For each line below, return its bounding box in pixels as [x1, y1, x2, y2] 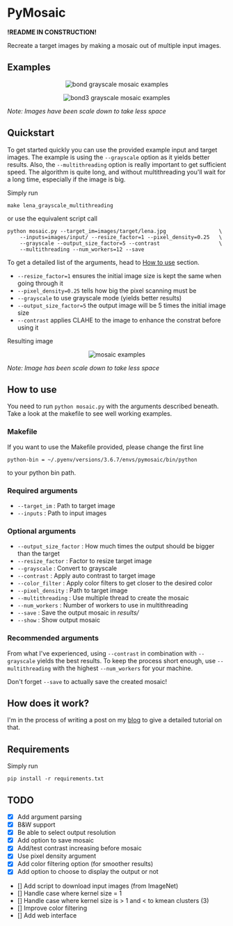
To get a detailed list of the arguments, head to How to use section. [7, 258, 200, 266]
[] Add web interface [17, 911, 77, 919]
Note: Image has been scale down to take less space [7, 364, 160, 372]
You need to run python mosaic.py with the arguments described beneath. [7, 402, 219, 411]
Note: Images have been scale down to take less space [7, 106, 166, 115]
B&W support [17, 820, 56, 829]
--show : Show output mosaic [17, 616, 101, 624]
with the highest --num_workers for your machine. [52, 664, 193, 672]
